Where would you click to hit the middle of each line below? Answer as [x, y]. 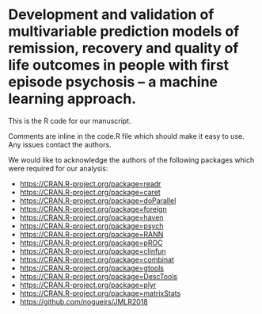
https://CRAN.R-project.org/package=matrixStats [100, 293]
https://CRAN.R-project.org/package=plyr [88, 285]
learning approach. [72, 99]
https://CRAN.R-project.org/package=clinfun [93, 251]
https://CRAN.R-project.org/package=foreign [93, 209]
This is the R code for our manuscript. [70, 121]
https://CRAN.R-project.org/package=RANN [91, 234]
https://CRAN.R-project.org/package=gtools [92, 268]
